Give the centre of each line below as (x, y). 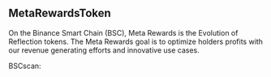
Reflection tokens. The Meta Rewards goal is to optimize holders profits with (136, 41)
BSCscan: (25, 66)
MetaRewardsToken (60, 13)
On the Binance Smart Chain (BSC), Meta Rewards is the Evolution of (123, 32)
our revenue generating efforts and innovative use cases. (104, 50)
